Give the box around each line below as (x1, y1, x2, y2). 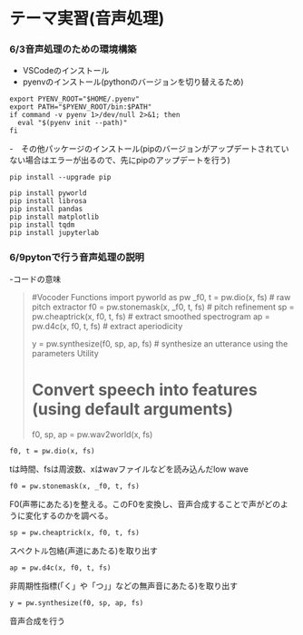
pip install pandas (9, 205, 83, 214)
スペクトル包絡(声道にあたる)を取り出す (9, 545, 159, 556)
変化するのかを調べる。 (24, 510, 113, 521)
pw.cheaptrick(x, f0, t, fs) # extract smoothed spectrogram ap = (31, 310, 270, 322)
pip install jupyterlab (9, 229, 100, 238)
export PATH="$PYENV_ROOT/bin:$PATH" (9, 103, 152, 112)
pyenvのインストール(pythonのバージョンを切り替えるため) (22, 76, 244, 87)
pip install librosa (9, 197, 88, 206)
